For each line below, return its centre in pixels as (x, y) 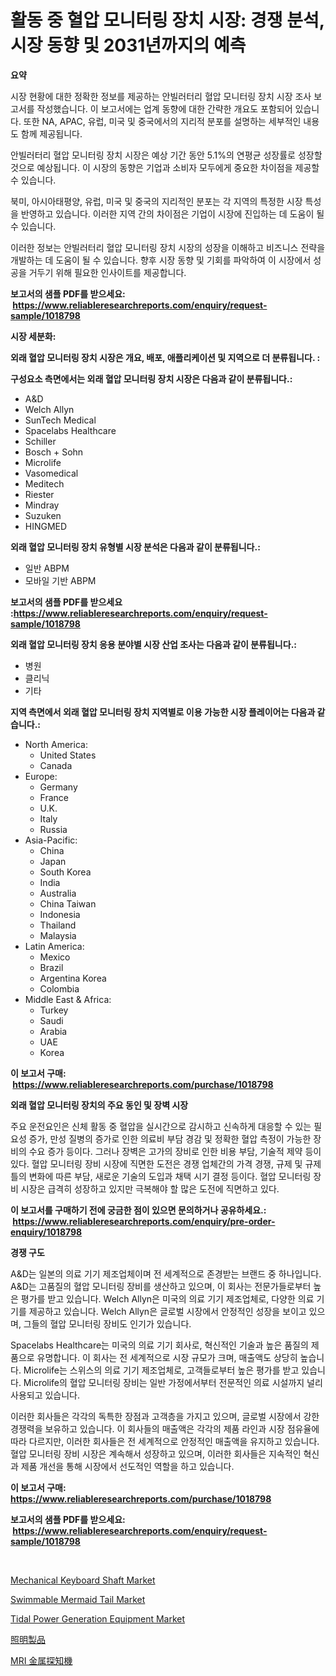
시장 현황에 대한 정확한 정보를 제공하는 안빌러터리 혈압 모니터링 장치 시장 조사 (161, 96)
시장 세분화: (33, 336)
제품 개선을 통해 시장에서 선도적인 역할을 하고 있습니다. (127, 1466)
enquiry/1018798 (46, 1232)
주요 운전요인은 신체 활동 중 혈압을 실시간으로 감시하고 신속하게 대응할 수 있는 (161, 1126)
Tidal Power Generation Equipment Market (98, 1618)
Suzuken (43, 515)
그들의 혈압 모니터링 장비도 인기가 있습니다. (107, 1323)
